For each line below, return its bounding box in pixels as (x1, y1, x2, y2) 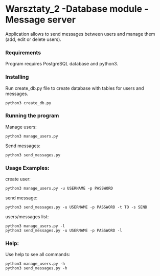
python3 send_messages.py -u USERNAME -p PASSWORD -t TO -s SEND (5, 205, 147, 210)
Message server (5, 14, 76, 26)
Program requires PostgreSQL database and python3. (5, 61, 119, 67)
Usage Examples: (5, 164, 50, 171)
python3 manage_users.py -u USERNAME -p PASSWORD (5, 186, 113, 191)
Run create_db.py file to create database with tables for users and (5, 85, 144, 91)
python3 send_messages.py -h (5, 266, 67, 271)
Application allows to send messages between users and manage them (5, 31, 155, 37)
